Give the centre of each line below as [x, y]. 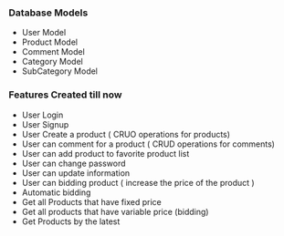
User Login [42, 115]
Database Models [48, 13]
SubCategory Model [59, 71]
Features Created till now [65, 95]
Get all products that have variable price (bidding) [115, 211]
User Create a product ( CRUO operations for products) [126, 134]
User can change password [74, 163]
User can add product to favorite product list [105, 153]
